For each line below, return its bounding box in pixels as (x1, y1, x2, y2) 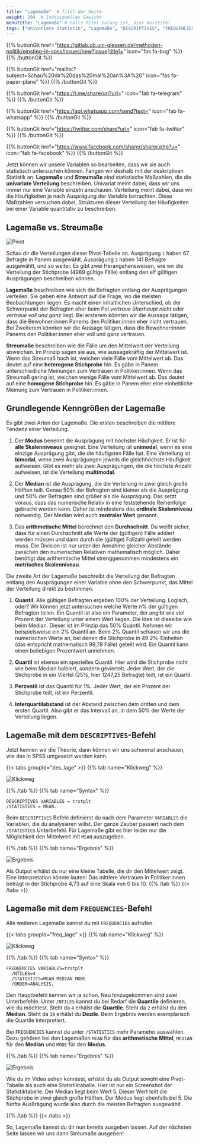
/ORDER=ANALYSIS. (11, 981, 54, 987)
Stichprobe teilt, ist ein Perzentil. (14, 689, 94, 696)
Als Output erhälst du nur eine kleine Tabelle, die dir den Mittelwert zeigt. (6, 867, 184, 875)
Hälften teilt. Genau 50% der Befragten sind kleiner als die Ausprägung (14, 486, 188, 493)
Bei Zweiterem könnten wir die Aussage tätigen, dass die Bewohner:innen (6, 324, 186, 331)
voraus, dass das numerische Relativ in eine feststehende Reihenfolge (14, 499, 187, 506)
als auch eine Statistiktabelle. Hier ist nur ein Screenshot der (25, 1081, 173, 1088)
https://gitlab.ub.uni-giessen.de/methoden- (56, 42, 163, 49)
